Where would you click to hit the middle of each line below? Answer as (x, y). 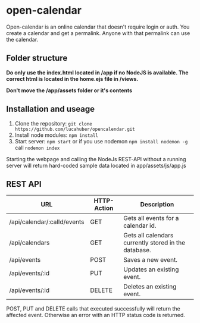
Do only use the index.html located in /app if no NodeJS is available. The (97, 73)
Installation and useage (51, 109)
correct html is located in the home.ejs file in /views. (72, 79)
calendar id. (140, 225)
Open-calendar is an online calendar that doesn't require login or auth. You (98, 27)
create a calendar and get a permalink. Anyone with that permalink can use (98, 33)
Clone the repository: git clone (53, 123)
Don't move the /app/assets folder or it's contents (69, 90)
